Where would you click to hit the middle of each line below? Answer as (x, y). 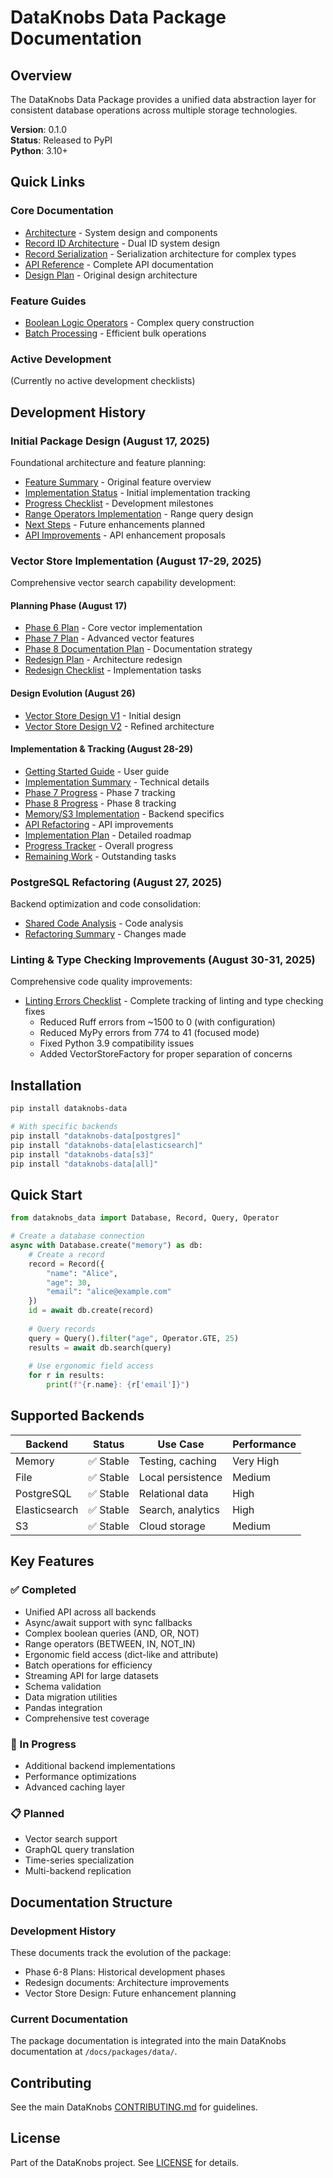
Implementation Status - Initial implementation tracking (137, 492)
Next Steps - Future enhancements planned (115, 524)
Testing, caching (177, 1461)
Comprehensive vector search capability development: (123, 583)
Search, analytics (179, 1509)
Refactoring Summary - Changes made (105, 934)
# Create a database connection (77, 1236)
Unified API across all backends (90, 1612)
